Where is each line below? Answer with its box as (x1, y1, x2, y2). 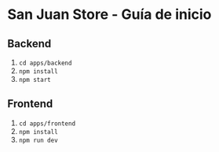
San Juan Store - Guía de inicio (7, 6, 212, 24)
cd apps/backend (18, 59, 72, 67)
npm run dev (18, 136, 58, 144)
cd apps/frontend (18, 120, 76, 128)
